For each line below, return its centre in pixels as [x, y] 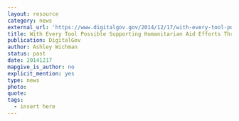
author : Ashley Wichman [43, 47]
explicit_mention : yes [41, 73]
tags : [15, 100]
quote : [17, 93]
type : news [23, 80]
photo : [17, 87]
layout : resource [33, 14]
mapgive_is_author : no [41, 67]
